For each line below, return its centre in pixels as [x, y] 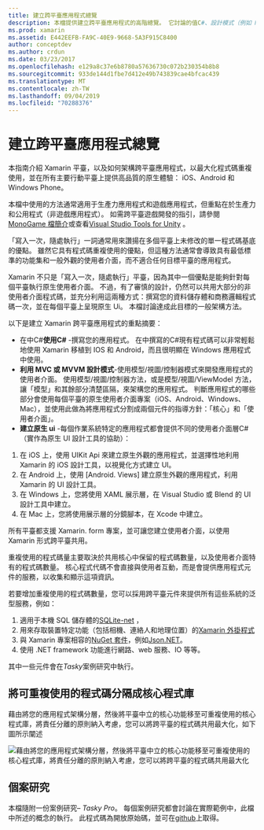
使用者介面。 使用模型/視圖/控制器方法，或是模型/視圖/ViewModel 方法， [137, 379]
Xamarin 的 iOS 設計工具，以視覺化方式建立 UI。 [97, 465]
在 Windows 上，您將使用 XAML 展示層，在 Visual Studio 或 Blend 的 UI [135, 494]
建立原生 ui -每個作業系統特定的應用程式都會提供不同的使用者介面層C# [134, 429]
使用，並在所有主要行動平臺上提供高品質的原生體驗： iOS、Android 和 [121, 178]
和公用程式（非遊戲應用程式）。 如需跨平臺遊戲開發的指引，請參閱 [114, 214]
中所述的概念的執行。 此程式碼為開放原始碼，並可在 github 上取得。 [116, 817]
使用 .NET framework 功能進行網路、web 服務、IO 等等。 [112, 650]
